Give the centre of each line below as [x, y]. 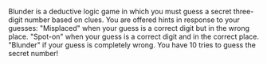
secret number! [33, 53]
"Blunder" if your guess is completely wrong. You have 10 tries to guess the [132, 45]
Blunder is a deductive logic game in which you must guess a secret [120, 11]
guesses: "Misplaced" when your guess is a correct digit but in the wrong [129, 28]
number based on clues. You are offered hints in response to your [132, 20]
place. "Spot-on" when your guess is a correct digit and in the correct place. [134, 36]
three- [243, 11]
